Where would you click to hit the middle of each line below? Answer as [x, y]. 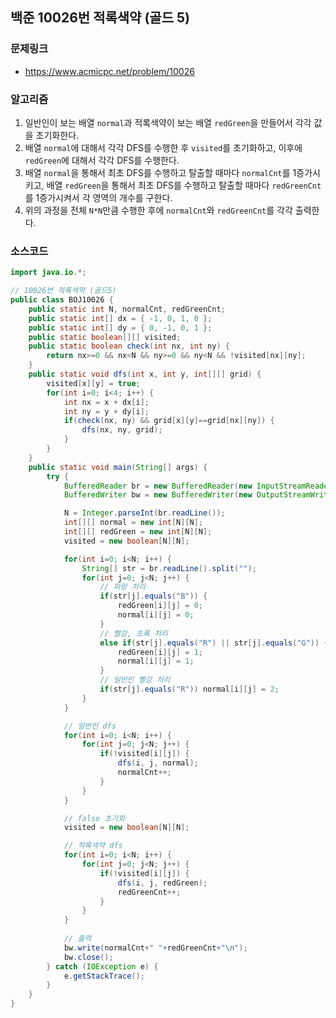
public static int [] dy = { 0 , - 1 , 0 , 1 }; [120, 328]
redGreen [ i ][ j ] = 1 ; [160, 652]
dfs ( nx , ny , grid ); [122, 430]
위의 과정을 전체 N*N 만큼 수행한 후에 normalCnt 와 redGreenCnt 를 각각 [158, 210]
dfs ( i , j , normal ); [158, 763]
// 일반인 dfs [90, 726]
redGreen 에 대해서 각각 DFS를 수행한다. [102, 160]
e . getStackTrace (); [104, 976]
